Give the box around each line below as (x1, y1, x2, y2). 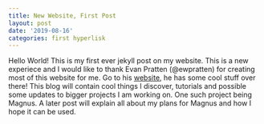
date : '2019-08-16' (8, 26, 74, 34)
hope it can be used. (8, 107, 76, 117)
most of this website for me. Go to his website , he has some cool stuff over (8, 73, 256, 82)
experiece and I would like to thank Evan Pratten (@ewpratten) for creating (8, 65, 255, 74)
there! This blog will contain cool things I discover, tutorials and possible (8, 82, 247, 91)
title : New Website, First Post (8, 11, 116, 20)
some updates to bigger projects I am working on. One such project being (8, 90, 253, 100)
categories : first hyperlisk (8, 34, 106, 42)
